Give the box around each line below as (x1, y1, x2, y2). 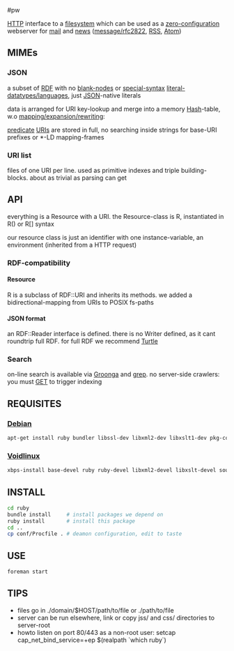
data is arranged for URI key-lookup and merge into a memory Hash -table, (7, 105, 221, 113)
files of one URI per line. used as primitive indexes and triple (7, 166, 180, 174)
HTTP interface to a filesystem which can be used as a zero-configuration (7, 20, 220, 27)
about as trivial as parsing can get (29, 174, 127, 182)
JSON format (7, 314, 46, 323)
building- (180, 166, 208, 174)
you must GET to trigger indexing (7, 378, 102, 386)
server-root (17, 620, 51, 629)
